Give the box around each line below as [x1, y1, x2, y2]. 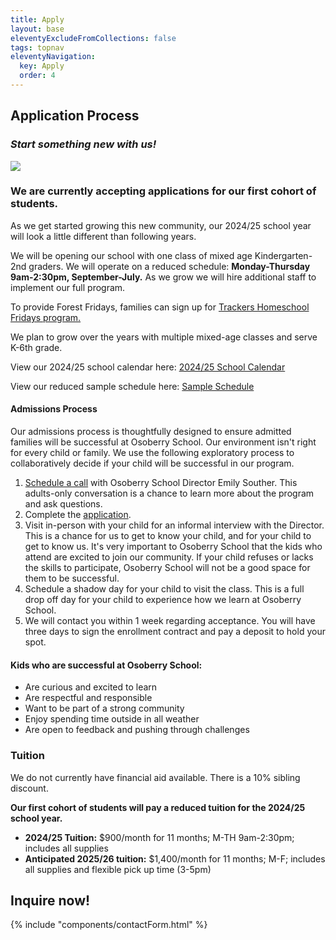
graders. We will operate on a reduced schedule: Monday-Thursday [28, 260, 311, 272]
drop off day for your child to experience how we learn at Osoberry [24, 594, 302, 606]
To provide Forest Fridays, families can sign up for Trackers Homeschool [10, 301, 310, 313]
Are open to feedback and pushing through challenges [24, 724, 250, 736]
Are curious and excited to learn [24, 681, 158, 693]
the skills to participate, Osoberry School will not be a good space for [24, 562, 311, 574]
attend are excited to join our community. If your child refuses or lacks [24, 551, 314, 563]
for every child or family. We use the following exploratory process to [10, 447, 295, 459]
